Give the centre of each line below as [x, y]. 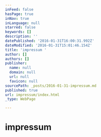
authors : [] [17, 59]
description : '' [21, 37]
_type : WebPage [20, 99]
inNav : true [17, 18]
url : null [19, 77]
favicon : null [24, 81]
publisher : [16, 63]
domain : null [23, 72]
